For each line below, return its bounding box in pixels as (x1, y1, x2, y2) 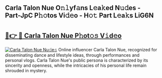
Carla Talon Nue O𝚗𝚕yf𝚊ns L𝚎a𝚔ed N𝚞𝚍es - (5, 4, 141, 12)
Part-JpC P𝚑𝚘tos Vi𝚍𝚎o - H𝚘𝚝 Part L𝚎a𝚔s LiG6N (5, 12, 154, 20)
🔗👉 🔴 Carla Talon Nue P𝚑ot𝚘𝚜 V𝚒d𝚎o (5, 31, 122, 40)
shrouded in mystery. (5, 68, 47, 73)
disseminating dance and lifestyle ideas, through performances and (5, 52, 140, 58)
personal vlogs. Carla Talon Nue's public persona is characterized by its (5, 58, 148, 63)
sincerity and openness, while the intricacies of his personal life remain (5, 62, 147, 68)
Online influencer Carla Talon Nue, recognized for (58, 47, 157, 52)
